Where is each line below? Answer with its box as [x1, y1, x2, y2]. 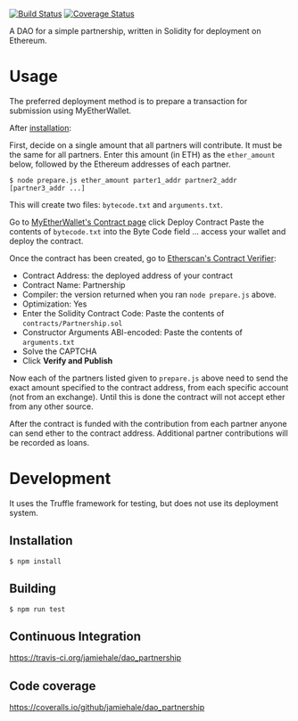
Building [9, 581, 56, 596]
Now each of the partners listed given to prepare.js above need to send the [9, 373, 288, 383]
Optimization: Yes [21, 299, 87, 309]
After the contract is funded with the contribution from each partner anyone [9, 418, 287, 429]
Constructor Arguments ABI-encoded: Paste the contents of [21, 326, 243, 338]
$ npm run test [9, 604, 66, 614]
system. [9, 507, 38, 518]
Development [9, 469, 112, 489]
